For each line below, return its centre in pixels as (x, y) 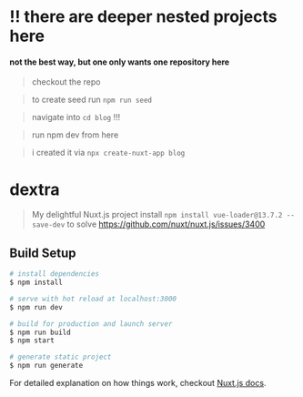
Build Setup (43, 253)
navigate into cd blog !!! (76, 117)
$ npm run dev (36, 307)
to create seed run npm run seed (92, 100)
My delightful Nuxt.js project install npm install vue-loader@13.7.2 (157, 215)
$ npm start (32, 341)
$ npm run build (40, 332)
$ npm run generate (46, 366)
